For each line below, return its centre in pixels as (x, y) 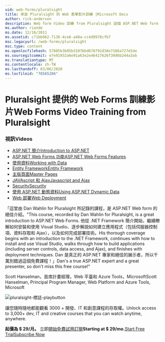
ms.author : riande (24, 28)
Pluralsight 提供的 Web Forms (66, 100)
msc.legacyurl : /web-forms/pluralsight (46, 42)
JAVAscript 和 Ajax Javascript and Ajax (51, 181)
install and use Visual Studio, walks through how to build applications (75, 244)
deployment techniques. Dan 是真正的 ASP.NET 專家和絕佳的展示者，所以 (80, 255)
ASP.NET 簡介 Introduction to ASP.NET (51, 151)
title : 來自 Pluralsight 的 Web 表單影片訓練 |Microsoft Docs (67, 14)
